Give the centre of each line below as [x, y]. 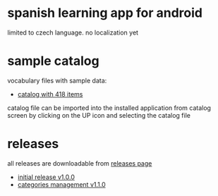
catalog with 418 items [50, 94]
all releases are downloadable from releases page [80, 163]
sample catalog [54, 61]
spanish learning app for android [105, 13]
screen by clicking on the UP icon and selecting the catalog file [99, 115]
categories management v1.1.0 [61, 184]
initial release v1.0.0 [46, 177]
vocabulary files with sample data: [57, 80]
